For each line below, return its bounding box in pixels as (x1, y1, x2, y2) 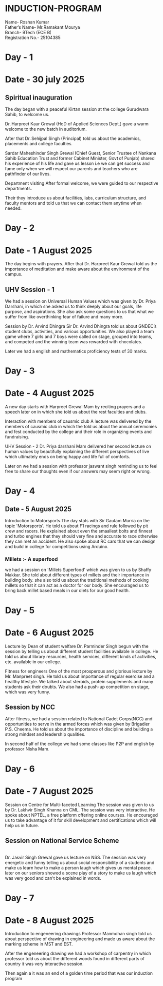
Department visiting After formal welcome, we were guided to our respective (5, 180, 159, 186)
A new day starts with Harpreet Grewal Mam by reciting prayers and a (5, 404, 145, 410)
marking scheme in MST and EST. (5, 941, 73, 947)
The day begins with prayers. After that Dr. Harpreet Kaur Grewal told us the (5, 261, 157, 267)
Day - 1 (5, 52, 33, 63)
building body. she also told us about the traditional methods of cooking (5, 577, 149, 583)
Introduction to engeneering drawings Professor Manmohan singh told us (5, 931, 152, 937)
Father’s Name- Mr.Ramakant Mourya (5, 24, 80, 30)
